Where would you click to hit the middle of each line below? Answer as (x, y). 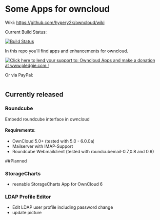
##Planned (16, 161)
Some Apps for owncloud (57, 9)
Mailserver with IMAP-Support (42, 146)
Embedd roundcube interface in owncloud (47, 119)
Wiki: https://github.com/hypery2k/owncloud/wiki (55, 22)
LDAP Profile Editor (28, 197)
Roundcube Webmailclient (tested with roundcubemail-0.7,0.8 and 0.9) (83, 151)
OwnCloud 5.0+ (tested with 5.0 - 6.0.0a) (53, 141)
